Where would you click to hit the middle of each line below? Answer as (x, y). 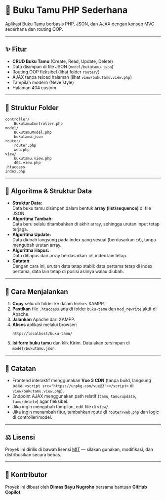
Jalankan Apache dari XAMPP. (44, 320)
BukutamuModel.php (33, 132)
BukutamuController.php (39, 123)
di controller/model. (32, 417)
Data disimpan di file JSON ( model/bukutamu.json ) (63, 66)
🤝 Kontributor (26, 475)
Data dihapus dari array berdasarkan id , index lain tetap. (70, 256)
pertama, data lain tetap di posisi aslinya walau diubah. (68, 272)
